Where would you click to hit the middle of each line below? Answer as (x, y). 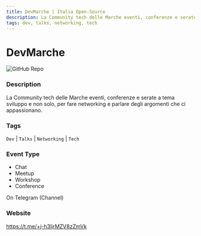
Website (19, 213)
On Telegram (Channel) (35, 198)
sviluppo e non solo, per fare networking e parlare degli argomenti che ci (96, 104)
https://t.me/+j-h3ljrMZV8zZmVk (47, 226)
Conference (30, 186)
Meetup (25, 173)
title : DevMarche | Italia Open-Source (56, 12)
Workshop (28, 180)
